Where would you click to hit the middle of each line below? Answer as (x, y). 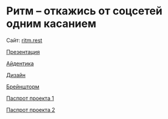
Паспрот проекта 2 (31, 109)
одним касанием (51, 24)
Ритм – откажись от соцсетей (84, 11)
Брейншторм (23, 86)
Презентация (23, 51)
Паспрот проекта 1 (30, 98)
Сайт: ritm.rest (24, 40)
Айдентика (20, 63)
